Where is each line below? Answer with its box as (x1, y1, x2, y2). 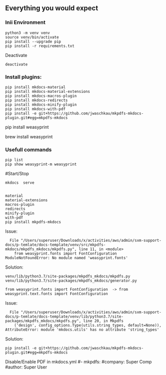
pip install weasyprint (5, 124, 49, 130)
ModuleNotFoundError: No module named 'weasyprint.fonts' (5, 256, 128, 261)
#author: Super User (5, 364, 47, 370)
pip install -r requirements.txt (5, 43, 75, 48)
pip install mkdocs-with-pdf (5, 106, 66, 111)
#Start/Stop (5, 171, 29, 177)
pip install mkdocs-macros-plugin (5, 93, 77, 98)
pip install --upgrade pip (5, 39, 61, 44)
